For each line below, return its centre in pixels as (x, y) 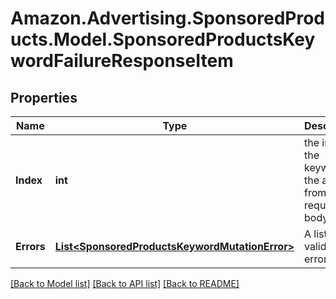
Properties (44, 97)
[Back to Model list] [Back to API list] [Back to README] (125, 283)
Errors (30, 246)
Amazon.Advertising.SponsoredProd (168, 18)
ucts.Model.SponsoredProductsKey (163, 39)
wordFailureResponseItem (122, 61)
